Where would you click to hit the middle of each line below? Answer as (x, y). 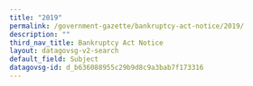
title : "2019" (36, 17)
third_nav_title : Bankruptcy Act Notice (87, 43)
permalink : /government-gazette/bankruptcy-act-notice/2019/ (127, 26)
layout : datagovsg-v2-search (64, 51)
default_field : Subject (54, 59)
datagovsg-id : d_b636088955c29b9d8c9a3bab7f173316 (107, 68)
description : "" (40, 34)
